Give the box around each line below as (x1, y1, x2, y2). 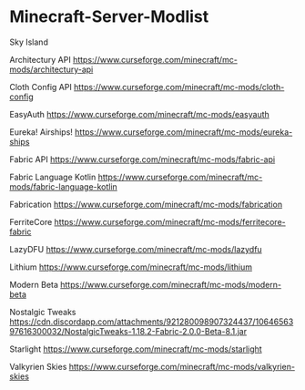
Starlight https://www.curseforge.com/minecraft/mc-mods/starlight (9, 344, 262, 354)
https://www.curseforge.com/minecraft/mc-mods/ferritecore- (54, 216, 286, 227)
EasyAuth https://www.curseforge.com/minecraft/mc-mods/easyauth (9, 108, 270, 119)
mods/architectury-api (9, 64, 94, 75)
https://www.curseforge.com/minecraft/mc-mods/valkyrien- (68, 361, 296, 372)
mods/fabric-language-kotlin (9, 180, 118, 192)
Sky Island (9, 36, 48, 47)
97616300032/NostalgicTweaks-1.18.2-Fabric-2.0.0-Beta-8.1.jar (9, 325, 248, 336)
